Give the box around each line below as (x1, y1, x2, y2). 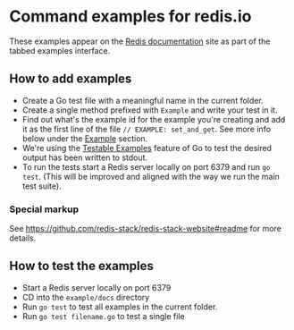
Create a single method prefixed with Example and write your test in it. (21, 105, 278, 115)
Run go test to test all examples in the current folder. (21, 301, 218, 312)
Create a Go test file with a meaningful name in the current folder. (21, 95, 264, 106)
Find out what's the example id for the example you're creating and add (21, 114, 286, 124)
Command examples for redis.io (9, 6, 252, 27)
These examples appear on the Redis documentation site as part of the (9, 36, 271, 47)
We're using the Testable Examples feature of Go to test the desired (21, 142, 273, 153)
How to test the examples (9, 258, 154, 274)
